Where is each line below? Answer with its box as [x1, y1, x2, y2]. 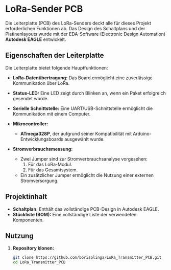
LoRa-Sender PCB [5, 3, 83, 15]
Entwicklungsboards [20, 136, 64, 142]
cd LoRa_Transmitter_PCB [12, 260, 66, 265]
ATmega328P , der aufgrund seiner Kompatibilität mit [20, 130, 132, 137]
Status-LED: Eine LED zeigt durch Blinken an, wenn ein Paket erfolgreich [12, 90, 166, 96]
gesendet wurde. [12, 95, 49, 101]
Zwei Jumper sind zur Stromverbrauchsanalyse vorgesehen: [20, 155, 148, 162]
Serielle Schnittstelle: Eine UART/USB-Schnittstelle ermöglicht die [12, 105, 153, 111]
